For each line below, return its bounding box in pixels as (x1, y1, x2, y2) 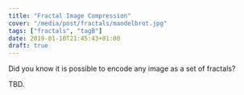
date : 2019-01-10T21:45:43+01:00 (8, 34, 121, 43)
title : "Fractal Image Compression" (8, 11, 131, 20)
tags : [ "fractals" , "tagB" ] (8, 27, 103, 35)
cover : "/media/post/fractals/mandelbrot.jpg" (8, 19, 167, 27)
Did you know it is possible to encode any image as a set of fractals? (8, 64, 236, 73)
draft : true (8, 42, 48, 50)
